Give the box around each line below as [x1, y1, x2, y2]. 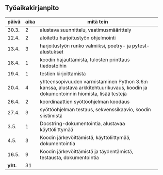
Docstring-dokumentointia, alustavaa [39, 120, 125, 127]
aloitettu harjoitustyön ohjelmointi [39, 34, 116, 41]
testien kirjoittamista [39, 70, 86, 77]
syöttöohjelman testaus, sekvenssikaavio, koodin [39, 106, 151, 113]
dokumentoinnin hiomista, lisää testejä [39, 90, 127, 97]
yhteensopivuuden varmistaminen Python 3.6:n [39, 78, 148, 85]
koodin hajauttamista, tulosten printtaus [39, 56, 130, 63]
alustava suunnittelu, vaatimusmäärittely [39, 26, 132, 33]
